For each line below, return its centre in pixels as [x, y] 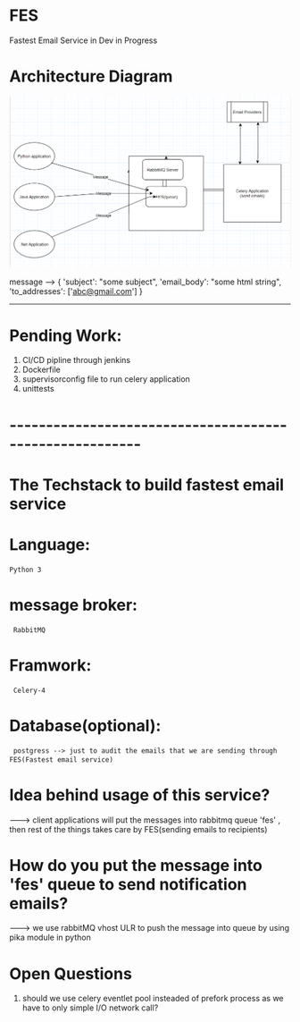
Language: [50, 545]
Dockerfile [41, 370]
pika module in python [50, 938]
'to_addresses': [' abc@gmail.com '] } [76, 291]
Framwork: [50, 665]
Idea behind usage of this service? [140, 794]
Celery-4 [29, 690]
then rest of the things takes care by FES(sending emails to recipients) [138, 829]
